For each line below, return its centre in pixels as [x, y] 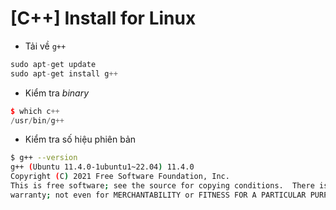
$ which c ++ [35, 111]
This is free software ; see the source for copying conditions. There [162, 186]
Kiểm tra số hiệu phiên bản [80, 139]
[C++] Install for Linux [103, 18]
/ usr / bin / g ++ [37, 120]
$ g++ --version [44, 158]
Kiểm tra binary [57, 93]
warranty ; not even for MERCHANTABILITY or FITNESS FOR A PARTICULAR [158, 195]
